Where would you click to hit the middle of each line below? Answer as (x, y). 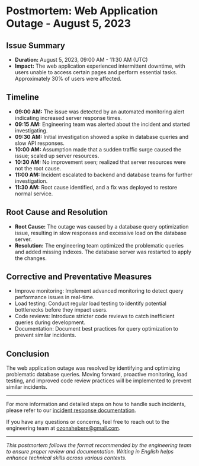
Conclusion (28, 354)
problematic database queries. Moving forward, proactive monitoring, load (97, 375)
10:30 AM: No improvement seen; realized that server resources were (100, 162)
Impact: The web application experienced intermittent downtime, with (100, 66)
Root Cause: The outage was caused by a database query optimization (102, 226)
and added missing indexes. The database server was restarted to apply (103, 252)
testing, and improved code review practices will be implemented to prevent (99, 381)
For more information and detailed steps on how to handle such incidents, (96, 404)
